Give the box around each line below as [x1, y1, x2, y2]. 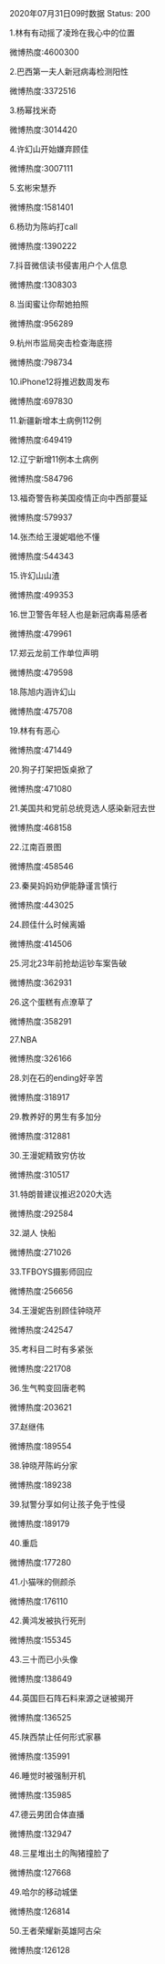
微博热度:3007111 [9, 163, 74, 173]
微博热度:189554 [9, 1440, 72, 1451]
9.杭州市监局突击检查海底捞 [9, 338, 113, 348]
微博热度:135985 [9, 1790, 72, 1800]
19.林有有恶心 [9, 725, 61, 736]
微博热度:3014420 [9, 124, 77, 135]
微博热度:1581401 [9, 202, 74, 213]
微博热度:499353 [9, 589, 75, 600]
